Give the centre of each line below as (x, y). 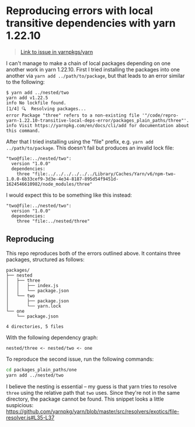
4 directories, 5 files (35, 326)
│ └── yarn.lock (34, 306)
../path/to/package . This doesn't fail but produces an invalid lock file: (90, 148)
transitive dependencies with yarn (91, 23)
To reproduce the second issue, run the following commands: (80, 359)
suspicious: (20, 405)
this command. (23, 131)
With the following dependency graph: (52, 337)
